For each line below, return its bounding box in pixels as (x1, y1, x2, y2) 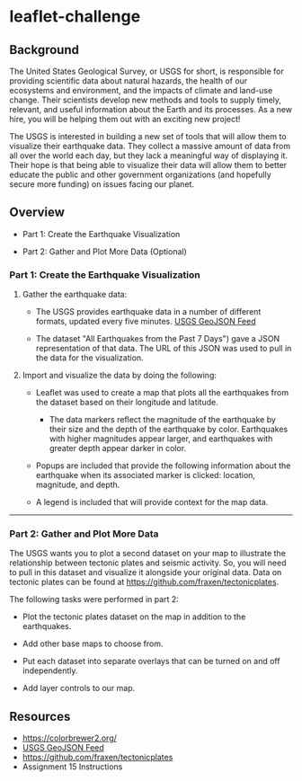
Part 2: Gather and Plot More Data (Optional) (22, 245, 187, 257)
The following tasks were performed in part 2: (9, 594, 180, 605)
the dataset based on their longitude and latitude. (35, 397, 218, 408)
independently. (22, 665, 78, 676)
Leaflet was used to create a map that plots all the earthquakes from (35, 387, 289, 398)
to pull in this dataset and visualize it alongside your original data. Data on (9, 567, 282, 578)
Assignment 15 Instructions (22, 761, 123, 772)
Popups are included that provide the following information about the (35, 460, 291, 471)
